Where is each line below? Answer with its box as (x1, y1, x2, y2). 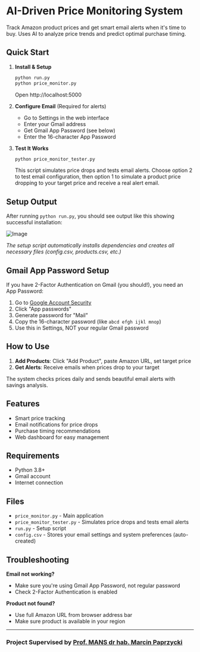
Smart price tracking (14, 415, 65, 422)
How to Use (6, 341, 50, 352)
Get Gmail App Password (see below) (23, 127, 116, 134)
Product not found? (6, 600, 55, 607)
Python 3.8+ (14, 466, 46, 474)
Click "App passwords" (14, 305, 72, 312)
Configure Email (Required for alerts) (14, 102, 107, 109)
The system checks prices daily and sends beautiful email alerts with (6, 375, 176, 382)
